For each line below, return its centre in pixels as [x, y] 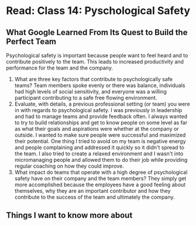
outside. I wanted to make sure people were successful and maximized [100, 135]
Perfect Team [31, 41]
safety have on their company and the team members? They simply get [100, 178]
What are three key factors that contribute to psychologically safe [94, 79]
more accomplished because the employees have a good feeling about [100, 185]
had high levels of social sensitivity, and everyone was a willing [90, 91]
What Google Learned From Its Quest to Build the [97, 32]
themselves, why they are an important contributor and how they [92, 191]
